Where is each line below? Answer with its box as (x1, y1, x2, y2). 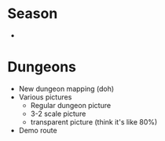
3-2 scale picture (30, 109, 86, 118)
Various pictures (18, 92, 72, 102)
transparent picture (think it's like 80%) (30, 117, 158, 126)
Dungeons (7, 58, 76, 76)
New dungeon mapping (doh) (18, 84, 115, 93)
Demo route (18, 125, 57, 135)
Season (7, 5, 58, 23)
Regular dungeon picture (30, 100, 112, 110)
